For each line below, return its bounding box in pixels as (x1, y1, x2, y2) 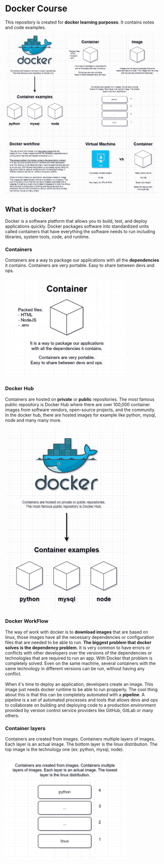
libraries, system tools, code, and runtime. (5, 234, 90, 240)
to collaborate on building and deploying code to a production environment (5, 702, 156, 708)
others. (5, 713, 20, 718)
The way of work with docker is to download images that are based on (5, 629, 148, 635)
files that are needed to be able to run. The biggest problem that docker (5, 639, 152, 645)
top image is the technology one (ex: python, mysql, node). (5, 746, 124, 752)
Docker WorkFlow (5, 618, 49, 625)
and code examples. (5, 24, 46, 30)
